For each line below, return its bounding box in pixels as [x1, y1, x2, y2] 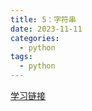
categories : [10, 33, 60, 43]
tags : [10, 52, 33, 62]
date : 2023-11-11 [10, 24, 83, 34]
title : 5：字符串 [10, 14, 77, 25]
